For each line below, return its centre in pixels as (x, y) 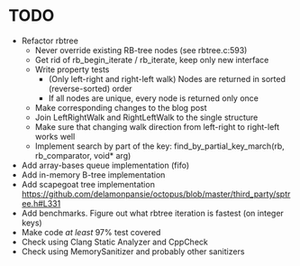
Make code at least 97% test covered (91, 232)
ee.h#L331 (41, 203)
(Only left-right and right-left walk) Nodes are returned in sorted (167, 78)
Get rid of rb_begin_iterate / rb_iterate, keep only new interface (152, 60)
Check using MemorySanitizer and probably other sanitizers (133, 251)
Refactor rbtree (50, 41)
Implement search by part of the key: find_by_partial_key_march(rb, (159, 146)
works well (55, 136)
